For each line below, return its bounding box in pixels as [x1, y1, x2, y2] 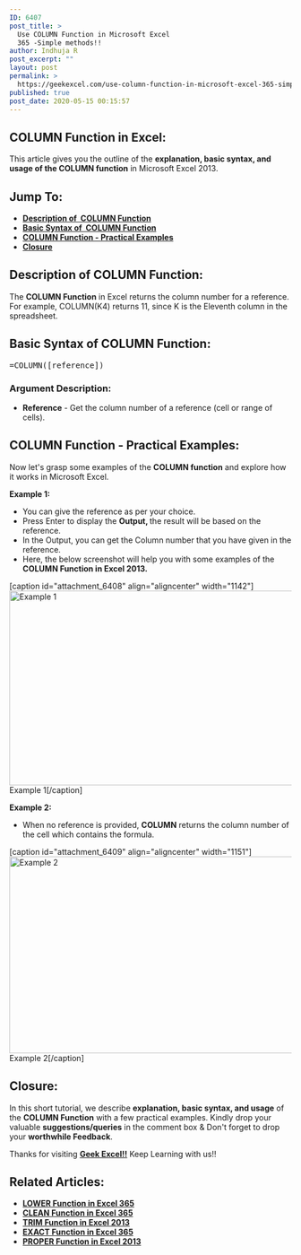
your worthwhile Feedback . [9, 1131, 114, 1142]
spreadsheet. [9, 310, 58, 321]
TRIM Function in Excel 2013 [21, 1217, 130, 1228]
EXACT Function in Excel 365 [21, 1226, 134, 1238]
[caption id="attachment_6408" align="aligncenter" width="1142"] [9, 580, 254, 591]
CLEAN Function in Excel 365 [21, 1207, 133, 1218]
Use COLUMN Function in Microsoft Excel [17, 30, 170, 39]
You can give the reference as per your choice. [21, 506, 196, 517]
